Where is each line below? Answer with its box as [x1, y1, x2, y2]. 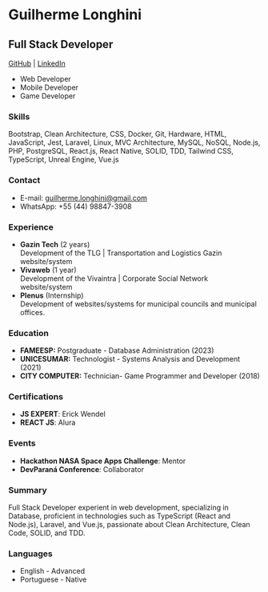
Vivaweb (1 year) [19, 265, 78, 274]
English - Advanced [19, 566, 86, 576]
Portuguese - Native [19, 574, 87, 585]
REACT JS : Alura [19, 418, 76, 427]
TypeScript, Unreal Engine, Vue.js [8, 154, 119, 165]
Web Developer [19, 74, 72, 83]
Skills [8, 110, 30, 122]
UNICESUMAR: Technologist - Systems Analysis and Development [19, 354, 241, 364]
